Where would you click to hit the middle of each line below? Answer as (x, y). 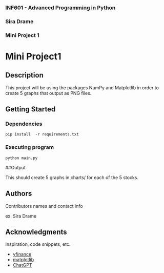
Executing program (30, 147)
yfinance (22, 254)
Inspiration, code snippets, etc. (38, 244)
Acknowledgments (36, 232)
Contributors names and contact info (44, 206)
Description (24, 75)
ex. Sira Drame (21, 216)
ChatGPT (22, 265)
